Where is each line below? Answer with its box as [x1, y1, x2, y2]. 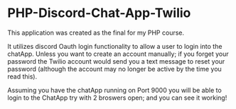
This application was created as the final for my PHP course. [7, 28, 185, 37]
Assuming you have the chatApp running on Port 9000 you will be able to [7, 86, 222, 94]
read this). [7, 72, 38, 81]
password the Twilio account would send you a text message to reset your [7, 57, 225, 65]
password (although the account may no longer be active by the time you [7, 64, 222, 73]
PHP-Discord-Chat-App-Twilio [7, 5, 191, 21]
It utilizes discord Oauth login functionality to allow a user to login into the [7, 42, 222, 50]
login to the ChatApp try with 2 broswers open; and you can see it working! [7, 93, 227, 102]
